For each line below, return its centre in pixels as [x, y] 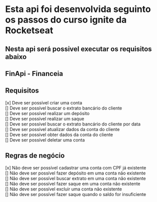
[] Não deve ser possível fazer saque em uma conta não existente [73, 183]
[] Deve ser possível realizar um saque [45, 118]
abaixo [16, 57]
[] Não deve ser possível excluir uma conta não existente [64, 189]
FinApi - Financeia [34, 73]
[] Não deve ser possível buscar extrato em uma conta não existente [75, 178]
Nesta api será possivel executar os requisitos [78, 49]
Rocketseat [29, 30]
